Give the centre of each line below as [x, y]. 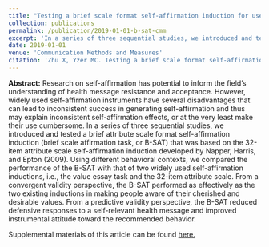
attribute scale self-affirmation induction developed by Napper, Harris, [140, 151]
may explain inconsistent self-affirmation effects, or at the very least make [131, 117]
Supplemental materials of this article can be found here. [102, 234]
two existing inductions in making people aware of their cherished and [124, 193]
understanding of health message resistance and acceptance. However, [127, 91]
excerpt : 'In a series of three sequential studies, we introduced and [130, 38]
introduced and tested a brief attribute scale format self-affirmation [119, 133]
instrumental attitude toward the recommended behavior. [102, 219]
